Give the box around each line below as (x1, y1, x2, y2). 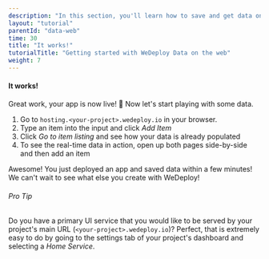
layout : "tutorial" (8, 19, 74, 27)
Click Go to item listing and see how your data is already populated (19, 132, 241, 141)
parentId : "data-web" (8, 26, 81, 34)
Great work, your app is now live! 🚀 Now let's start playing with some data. (8, 99, 254, 109)
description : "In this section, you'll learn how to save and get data (8, 11, 252, 20)
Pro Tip (8, 191, 33, 200)
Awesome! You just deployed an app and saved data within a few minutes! (8, 164, 253, 174)
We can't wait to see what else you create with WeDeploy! (8, 173, 200, 183)
